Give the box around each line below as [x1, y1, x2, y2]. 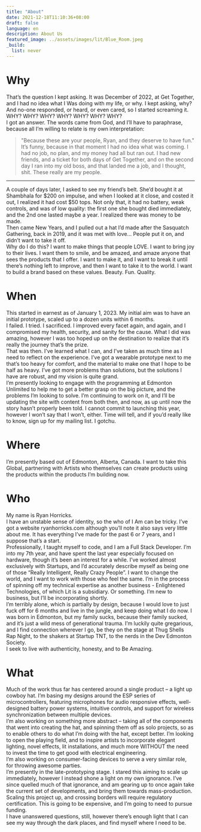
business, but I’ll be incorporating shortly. [6, 594, 109, 602]
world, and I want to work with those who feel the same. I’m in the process [6, 575, 190, 582]
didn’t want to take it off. [6, 236, 66, 244]
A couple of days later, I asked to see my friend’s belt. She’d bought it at [6, 186, 183, 193]
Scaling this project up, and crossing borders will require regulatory [6, 794, 172, 801]
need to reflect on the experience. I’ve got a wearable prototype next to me [6, 354, 191, 361]
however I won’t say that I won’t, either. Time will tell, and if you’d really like [6, 411, 191, 418]
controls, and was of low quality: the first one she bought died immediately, [6, 205, 192, 212]
